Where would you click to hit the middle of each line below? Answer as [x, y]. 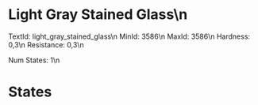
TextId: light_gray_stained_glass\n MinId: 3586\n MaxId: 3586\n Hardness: [129, 36]
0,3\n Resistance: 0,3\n [46, 44]
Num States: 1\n [34, 60]
